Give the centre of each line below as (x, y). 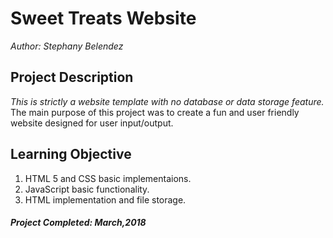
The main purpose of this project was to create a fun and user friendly (155, 112)
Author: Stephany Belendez (67, 46)
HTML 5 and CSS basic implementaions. (108, 178)
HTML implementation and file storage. (105, 199)
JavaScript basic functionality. (87, 189)
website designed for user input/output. (92, 123)
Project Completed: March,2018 (78, 223)
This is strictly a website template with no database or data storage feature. (167, 101)
